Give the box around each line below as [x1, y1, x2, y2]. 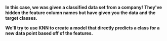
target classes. [5, 15, 38, 21]
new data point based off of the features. [5, 30, 93, 36]
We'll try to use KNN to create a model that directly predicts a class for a [5, 25, 160, 31]
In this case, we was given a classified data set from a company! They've [5, 5, 162, 10]
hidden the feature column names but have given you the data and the [5, 10, 156, 16]
